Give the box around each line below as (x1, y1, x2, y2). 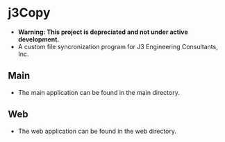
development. (17, 35, 60, 43)
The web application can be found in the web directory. (17, 127, 176, 135)
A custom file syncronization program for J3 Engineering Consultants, (17, 42, 218, 51)
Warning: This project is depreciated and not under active (17, 28, 188, 36)
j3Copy (8, 5, 51, 21)
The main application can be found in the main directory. (17, 88, 180, 96)
